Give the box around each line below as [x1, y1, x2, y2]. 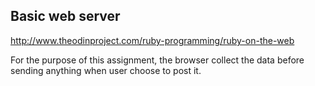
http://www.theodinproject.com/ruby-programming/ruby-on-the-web [10, 34, 295, 46]
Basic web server [10, 8, 121, 25]
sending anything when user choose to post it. [10, 64, 202, 76]
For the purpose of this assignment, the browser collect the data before [10, 54, 305, 66]
